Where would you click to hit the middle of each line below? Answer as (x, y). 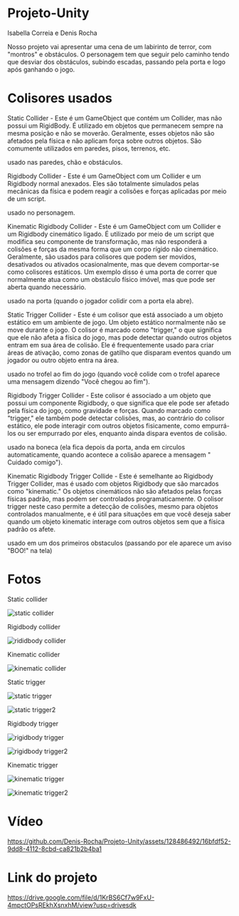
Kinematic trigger (33, 765)
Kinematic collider (34, 654)
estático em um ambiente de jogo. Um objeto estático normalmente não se (117, 322)
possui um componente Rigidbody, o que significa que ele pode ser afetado (118, 403)
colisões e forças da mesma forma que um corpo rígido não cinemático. (113, 249)
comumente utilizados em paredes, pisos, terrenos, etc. (89, 148)
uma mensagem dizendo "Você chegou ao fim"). (79, 381)
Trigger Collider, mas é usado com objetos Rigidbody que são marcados (113, 484)
